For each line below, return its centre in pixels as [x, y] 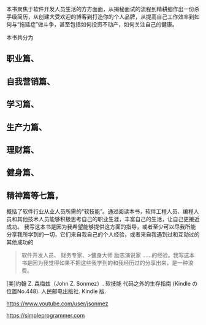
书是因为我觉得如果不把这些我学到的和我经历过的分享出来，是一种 [105, 263]
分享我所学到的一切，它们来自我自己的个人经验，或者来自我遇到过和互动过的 [103, 235]
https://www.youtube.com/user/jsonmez [57, 303]
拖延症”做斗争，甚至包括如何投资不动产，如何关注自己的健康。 [98, 24]
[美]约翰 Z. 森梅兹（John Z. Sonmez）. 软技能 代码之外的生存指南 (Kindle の [102, 284]
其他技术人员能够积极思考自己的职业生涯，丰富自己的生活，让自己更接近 [108, 219]
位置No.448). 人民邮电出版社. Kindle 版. [56, 291]
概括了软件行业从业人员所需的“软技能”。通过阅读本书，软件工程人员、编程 [100, 211]
